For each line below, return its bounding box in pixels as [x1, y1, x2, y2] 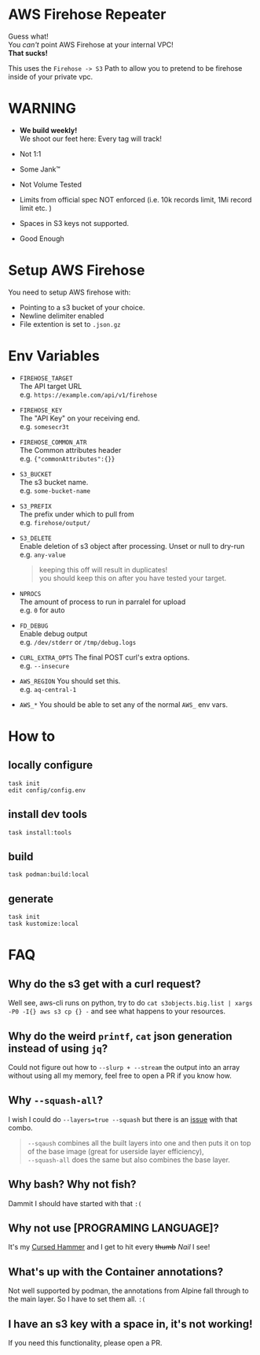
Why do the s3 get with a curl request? [8, 977, 202, 990]
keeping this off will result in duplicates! [38, 565, 168, 574]
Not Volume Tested [19, 180, 82, 189]
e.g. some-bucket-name [19, 486, 91, 495]
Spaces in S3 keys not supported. [19, 218, 130, 228]
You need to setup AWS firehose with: [8, 287, 131, 297]
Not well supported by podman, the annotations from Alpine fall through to [8, 1286, 249, 1296]
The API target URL [19, 381, 82, 391]
